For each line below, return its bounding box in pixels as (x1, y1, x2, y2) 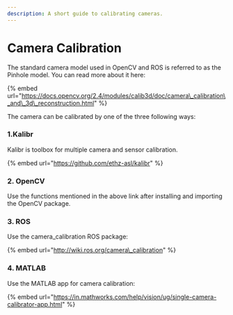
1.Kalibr (7, 129, 33, 139)
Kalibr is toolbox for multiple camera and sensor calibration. (7, 145, 179, 154)
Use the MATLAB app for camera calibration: (7, 279, 136, 287)
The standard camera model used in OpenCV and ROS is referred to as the (7, 63, 221, 72)
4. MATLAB (7, 264, 47, 273)
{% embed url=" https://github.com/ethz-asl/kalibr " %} (7, 159, 163, 167)
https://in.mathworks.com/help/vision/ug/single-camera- (53, 293, 217, 301)
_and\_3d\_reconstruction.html (7, 99, 95, 107)
